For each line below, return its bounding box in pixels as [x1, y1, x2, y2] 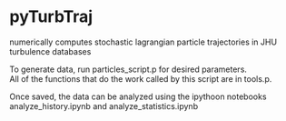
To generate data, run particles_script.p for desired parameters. [9, 64, 248, 75]
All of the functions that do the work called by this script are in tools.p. [9, 73, 272, 84]
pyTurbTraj [9, 6, 94, 27]
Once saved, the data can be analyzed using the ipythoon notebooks [9, 91, 267, 102]
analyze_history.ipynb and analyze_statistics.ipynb [9, 100, 198, 111]
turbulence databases [9, 45, 92, 56]
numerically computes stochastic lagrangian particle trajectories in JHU [9, 36, 278, 47]
